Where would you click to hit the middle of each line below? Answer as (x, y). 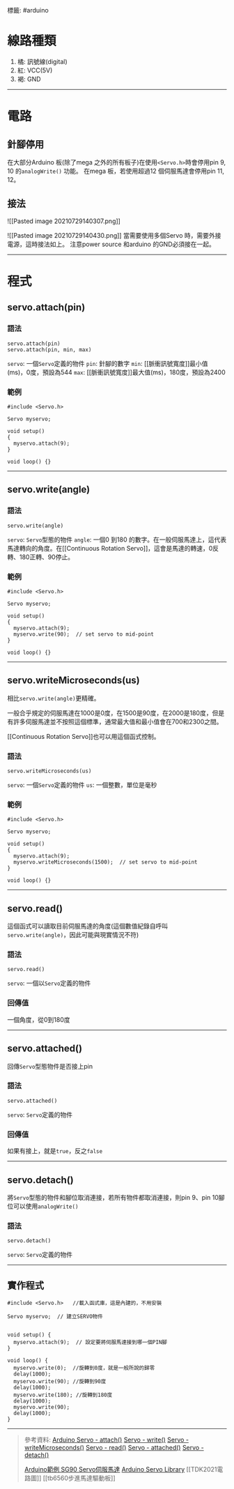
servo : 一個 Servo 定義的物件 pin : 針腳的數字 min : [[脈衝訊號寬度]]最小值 (108, 363)
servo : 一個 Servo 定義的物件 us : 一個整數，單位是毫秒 (82, 785)
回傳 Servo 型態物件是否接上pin (50, 1066)
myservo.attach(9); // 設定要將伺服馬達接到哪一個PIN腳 (90, 1343)
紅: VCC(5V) (35, 70)
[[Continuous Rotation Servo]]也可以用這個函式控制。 (84, 736)
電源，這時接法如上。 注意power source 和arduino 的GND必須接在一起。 (111, 244)
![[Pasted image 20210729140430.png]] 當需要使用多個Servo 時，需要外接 (114, 235)
